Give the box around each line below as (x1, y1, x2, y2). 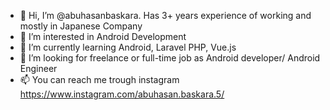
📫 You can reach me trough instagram (19, 74, 180, 85)
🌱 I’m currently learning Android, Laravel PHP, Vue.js (19, 41, 237, 53)
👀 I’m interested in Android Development (19, 31, 187, 42)
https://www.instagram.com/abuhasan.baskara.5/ (19, 88, 225, 100)
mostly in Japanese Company (19, 20, 143, 32)
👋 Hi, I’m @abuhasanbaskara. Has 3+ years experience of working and (19, 10, 312, 21)
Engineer (19, 63, 58, 74)
